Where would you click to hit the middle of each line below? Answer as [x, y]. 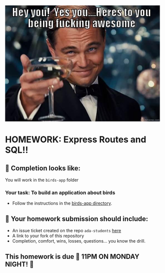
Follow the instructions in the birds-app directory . [62, 203]
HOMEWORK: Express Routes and [76, 140]
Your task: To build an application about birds [60, 192]
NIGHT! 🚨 [20, 264]
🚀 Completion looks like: [43, 168]
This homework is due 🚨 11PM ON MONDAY [72, 257]
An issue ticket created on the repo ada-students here [67, 231]
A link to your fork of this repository [48, 236]
